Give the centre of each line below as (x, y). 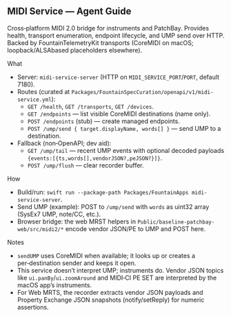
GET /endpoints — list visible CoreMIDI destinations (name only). (119, 114)
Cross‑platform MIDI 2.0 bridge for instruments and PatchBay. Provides (108, 28)
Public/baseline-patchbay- (176, 222)
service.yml (34, 100)
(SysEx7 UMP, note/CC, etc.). (59, 214)
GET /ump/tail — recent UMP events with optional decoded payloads (126, 150)
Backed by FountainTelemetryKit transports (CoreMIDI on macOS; (101, 43)
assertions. (33, 307)
